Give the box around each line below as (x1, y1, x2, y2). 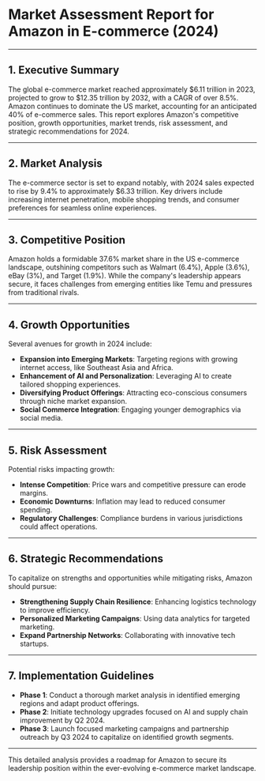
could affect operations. (19, 522, 98, 531)
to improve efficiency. (19, 605, 91, 614)
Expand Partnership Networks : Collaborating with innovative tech (19, 630, 236, 640)
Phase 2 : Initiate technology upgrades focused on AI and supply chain (19, 707, 248, 716)
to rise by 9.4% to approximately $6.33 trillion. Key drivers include (8, 186, 223, 195)
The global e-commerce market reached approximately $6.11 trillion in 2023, (8, 85, 256, 94)
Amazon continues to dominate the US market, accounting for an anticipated (8, 101, 257, 111)
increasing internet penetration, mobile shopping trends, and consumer (8, 194, 240, 204)
